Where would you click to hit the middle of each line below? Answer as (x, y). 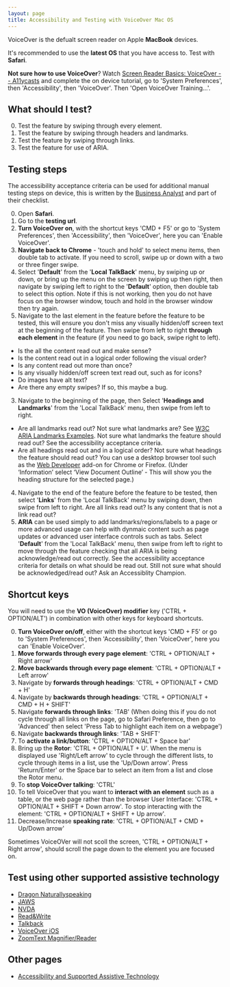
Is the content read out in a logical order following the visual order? (112, 358)
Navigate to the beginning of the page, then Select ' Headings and (111, 401)
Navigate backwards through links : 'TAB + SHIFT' (89, 733)
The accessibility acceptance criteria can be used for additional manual (108, 186)
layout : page (26, 13)
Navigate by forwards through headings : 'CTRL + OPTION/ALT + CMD (118, 682)
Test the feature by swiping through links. (76, 141)
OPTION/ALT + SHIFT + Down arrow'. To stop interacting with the (110, 806)
